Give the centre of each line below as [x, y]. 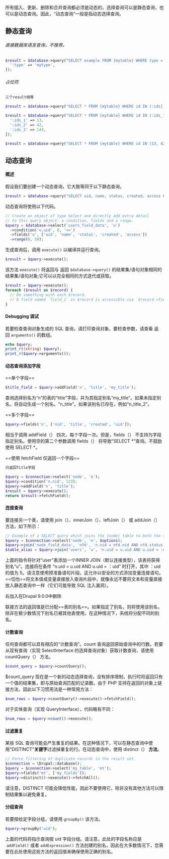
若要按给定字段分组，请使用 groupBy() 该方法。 [54, 819]
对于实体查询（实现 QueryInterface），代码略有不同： [60, 709]
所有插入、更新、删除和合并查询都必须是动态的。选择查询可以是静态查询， [82, 7]
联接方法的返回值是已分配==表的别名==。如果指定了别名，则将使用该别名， [84, 607]
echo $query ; [19, 344]
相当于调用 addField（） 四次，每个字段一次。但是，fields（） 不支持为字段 [83, 435]
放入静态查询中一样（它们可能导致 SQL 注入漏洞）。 [58, 586]
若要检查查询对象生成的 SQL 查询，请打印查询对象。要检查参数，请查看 [79, 328]
